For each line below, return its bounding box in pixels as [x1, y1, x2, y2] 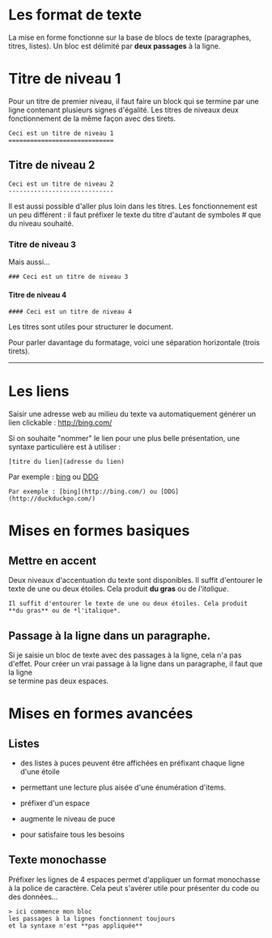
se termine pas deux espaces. [8, 675, 109, 686]
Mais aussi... [8, 257, 50, 267]
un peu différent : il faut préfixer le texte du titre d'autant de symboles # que [8, 209, 261, 220]
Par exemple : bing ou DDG [8, 472, 99, 482]
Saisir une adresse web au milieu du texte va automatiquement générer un [8, 409, 257, 419]
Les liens [8, 383, 70, 400]
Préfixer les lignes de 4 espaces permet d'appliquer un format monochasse [8, 874, 261, 884]
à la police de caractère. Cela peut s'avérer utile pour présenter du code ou [8, 883, 260, 893]
